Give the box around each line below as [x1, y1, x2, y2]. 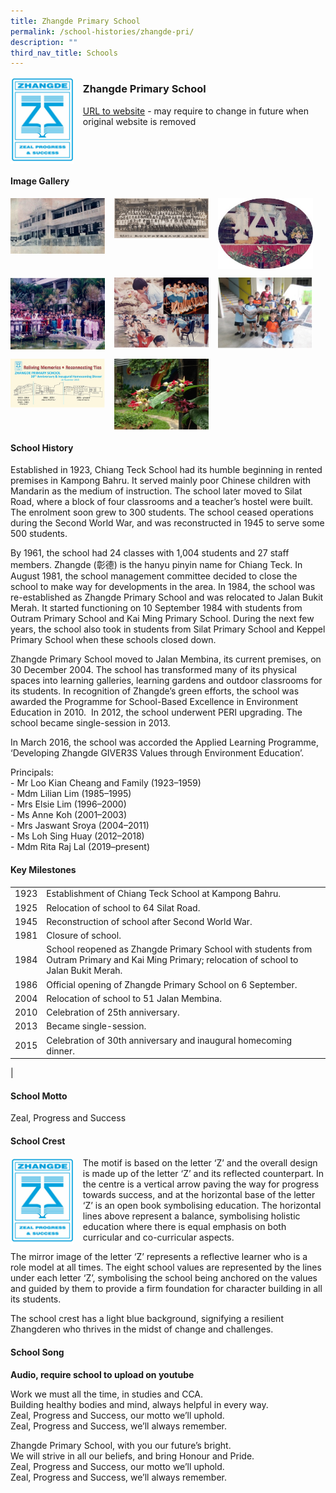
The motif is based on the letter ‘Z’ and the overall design [82, 1157, 318, 1169]
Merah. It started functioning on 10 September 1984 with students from [10, 602, 303, 614]
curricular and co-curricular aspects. [82, 1231, 235, 1244]
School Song [10, 1346, 65, 1358]
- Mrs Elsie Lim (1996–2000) [10, 798, 127, 810]
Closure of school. [46, 930, 122, 941]
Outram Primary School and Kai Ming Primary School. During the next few [10, 613, 315, 625]
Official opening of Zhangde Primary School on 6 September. [46, 978, 298, 990]
